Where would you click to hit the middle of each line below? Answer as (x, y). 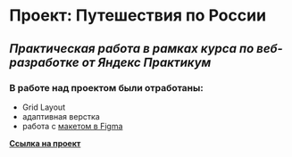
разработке (45, 62)
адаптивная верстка (61, 116)
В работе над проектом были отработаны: (106, 87)
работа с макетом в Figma (72, 126)
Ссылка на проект (45, 143)
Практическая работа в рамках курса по (132, 49)
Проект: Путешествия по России (138, 16)
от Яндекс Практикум (146, 62)
